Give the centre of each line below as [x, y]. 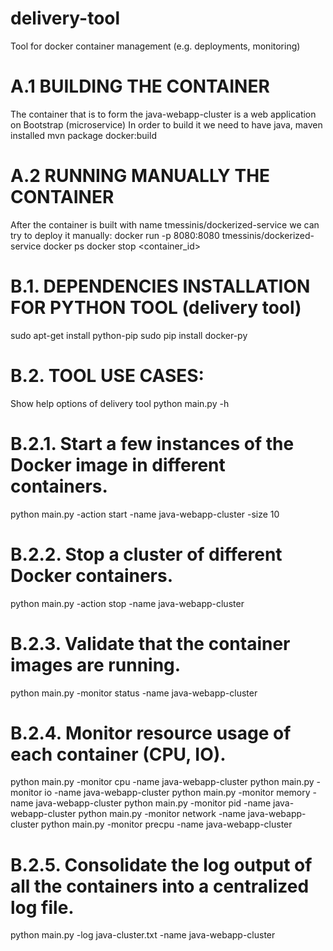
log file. [42, 907]
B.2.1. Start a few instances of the [152, 443]
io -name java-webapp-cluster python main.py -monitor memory [177, 793]
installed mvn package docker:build [83, 135]
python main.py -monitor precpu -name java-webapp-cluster [166, 824]
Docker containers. [92, 575]
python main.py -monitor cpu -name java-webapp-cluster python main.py [162, 782]
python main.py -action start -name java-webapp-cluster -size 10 [145, 514]
